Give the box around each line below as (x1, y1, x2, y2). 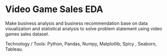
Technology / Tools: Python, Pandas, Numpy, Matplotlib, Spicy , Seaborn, (5, 40, 157, 46)
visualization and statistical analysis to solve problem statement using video (5, 25, 162, 31)
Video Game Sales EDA (5, 4, 103, 15)
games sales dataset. (5, 31, 49, 37)
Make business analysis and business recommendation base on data (5, 20, 148, 26)
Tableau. (5, 46, 24, 52)
